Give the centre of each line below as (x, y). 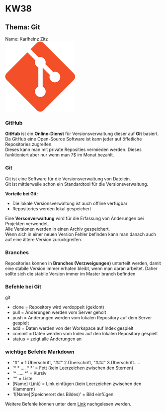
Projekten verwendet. (27, 223)
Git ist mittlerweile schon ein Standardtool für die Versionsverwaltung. (77, 184)
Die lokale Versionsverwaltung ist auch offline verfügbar (70, 203)
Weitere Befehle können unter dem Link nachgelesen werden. (68, 404)
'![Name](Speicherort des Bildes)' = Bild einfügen (63, 395)
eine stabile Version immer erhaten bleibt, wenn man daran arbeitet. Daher (81, 268)
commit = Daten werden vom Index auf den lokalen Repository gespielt (85, 334)
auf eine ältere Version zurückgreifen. (44, 239)
